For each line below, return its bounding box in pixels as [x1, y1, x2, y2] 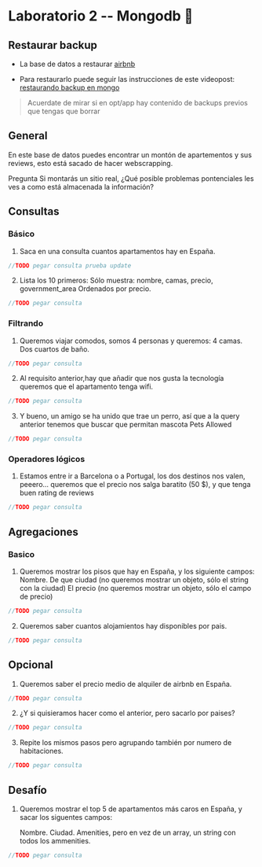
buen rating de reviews [19, 488, 94, 498]
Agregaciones [8, 525, 78, 538]
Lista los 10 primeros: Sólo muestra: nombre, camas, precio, [19, 275, 213, 286]
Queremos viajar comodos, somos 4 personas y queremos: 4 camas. [19, 336, 243, 345]
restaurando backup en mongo [19, 83, 120, 92]
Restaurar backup [8, 39, 98, 52]
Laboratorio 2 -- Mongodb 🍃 [8, 7, 194, 25]
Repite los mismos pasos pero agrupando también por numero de [19, 738, 232, 747]
